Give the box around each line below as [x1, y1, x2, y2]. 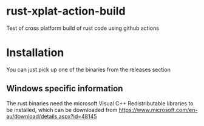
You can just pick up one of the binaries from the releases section [6, 66, 171, 73]
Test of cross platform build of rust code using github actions [6, 24, 160, 32]
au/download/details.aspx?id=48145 [6, 113, 97, 120]
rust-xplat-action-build [6, 4, 126, 18]
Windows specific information [6, 83, 123, 94]
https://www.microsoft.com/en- [118, 106, 198, 113]
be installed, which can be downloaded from [6, 106, 118, 113]
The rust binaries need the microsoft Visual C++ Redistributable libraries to [6, 99, 194, 107]
